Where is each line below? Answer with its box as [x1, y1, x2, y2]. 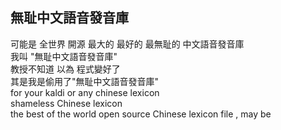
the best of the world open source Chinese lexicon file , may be [10, 108, 272, 120]
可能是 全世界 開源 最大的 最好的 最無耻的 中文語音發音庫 [10, 38, 245, 50]
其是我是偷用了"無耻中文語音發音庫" [10, 75, 160, 87]
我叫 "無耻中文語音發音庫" [10, 50, 118, 62]
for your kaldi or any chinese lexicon [10, 86, 160, 98]
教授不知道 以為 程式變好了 [10, 63, 121, 75]
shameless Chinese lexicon [10, 97, 123, 109]
